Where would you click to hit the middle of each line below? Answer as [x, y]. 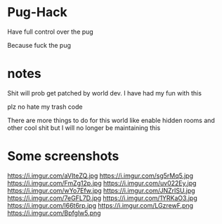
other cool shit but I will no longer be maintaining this [84, 128]
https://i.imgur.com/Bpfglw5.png [54, 213]
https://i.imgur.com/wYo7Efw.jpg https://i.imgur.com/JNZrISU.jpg [101, 190]
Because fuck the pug [39, 45]
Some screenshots [63, 156]
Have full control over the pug [50, 32]
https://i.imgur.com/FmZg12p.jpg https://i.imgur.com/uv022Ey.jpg [102, 183]
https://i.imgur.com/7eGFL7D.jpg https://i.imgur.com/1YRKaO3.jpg [103, 198]
